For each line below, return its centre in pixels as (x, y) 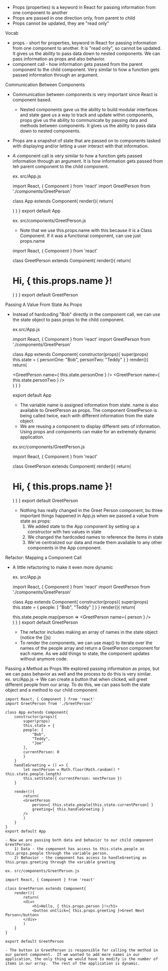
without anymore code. (44, 658)
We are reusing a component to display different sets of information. (91, 426)
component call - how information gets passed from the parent (77, 64)
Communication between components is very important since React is (85, 94)
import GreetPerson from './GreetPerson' (49, 703)
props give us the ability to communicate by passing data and (83, 120)
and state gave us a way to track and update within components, (87, 115)
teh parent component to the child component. (61, 166)
